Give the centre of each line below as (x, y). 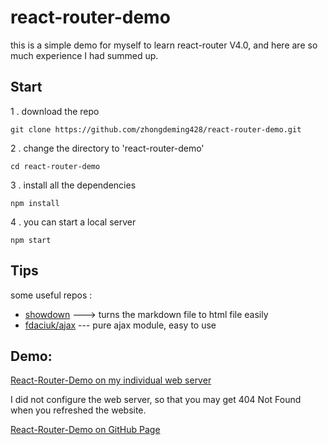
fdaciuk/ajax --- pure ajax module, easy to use (120, 325)
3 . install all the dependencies (73, 185)
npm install (35, 203)
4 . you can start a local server (73, 222)
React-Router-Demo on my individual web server (111, 380)
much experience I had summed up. (84, 55)
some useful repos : (51, 295)
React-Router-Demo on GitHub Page (85, 430)
